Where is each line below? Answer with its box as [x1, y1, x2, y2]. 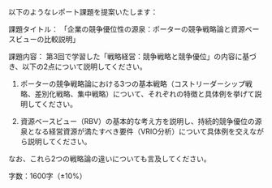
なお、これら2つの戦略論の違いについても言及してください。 [8, 154, 211, 164]
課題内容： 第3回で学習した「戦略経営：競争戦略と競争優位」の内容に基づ [8, 52, 257, 61]
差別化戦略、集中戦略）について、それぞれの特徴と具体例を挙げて [34, 89, 255, 99]
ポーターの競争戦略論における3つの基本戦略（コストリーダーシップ [19, 79, 246, 88]
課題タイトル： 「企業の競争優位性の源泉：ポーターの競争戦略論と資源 [8, 24, 245, 34]
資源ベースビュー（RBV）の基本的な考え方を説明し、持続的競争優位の [19, 117, 255, 126]
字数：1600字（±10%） [8, 171, 87, 181]
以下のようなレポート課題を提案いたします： [8, 7, 158, 16]
